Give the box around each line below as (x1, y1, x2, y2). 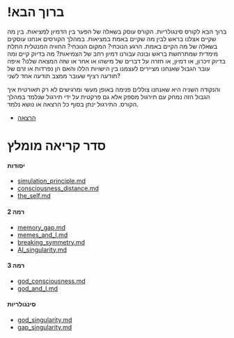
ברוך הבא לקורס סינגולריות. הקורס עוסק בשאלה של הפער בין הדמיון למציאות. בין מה (7, 27, 227, 36)
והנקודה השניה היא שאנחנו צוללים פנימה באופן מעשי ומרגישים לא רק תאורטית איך (7, 85, 221, 93)
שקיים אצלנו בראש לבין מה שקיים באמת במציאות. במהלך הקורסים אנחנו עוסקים (7, 34, 217, 43)
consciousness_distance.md (17, 184, 100, 192)
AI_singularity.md (17, 245, 68, 254)
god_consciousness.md (17, 277, 86, 285)
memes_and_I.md (17, 231, 68, 239)
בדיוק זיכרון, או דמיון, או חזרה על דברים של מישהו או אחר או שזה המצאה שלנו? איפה (7, 56, 226, 65)
